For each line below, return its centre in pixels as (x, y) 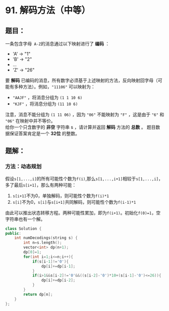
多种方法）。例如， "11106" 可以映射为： (55, 87)
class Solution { (23, 229)
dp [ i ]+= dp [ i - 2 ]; (58, 280)
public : (13, 233)
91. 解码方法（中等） (48, 10)
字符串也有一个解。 (25, 219)
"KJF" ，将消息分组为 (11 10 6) (45, 104)
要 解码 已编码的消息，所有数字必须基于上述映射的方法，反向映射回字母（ (81, 80)
